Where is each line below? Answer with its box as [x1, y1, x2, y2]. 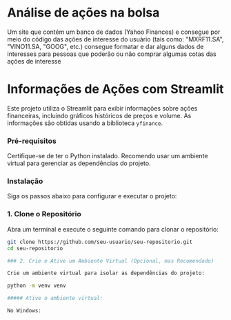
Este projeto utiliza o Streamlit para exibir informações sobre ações [7, 104, 198, 112]
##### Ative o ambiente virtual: [7, 295, 103, 302]
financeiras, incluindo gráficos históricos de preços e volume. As [7, 111, 192, 120]
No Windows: [7, 308, 41, 314]
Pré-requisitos [7, 136, 57, 146]
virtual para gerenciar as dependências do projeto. [7, 159, 151, 167]
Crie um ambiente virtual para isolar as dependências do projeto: [7, 270, 205, 277]
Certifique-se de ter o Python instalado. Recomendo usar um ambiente [7, 152, 208, 160]
